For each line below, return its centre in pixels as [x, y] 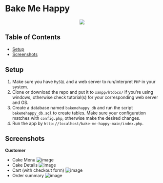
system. [20, 87]
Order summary [28, 176]
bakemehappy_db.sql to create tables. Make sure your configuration [79, 113]
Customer [15, 151]
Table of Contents [33, 37]
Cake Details [25, 165]
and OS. [20, 102]
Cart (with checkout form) [38, 170]
